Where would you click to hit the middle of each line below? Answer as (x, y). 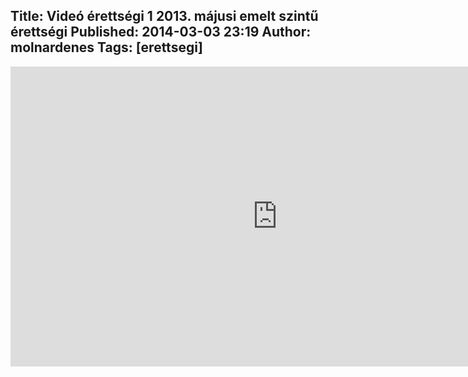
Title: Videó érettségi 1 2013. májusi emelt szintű (164, 16)
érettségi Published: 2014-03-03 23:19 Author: (161, 32)
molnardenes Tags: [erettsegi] (106, 47)
